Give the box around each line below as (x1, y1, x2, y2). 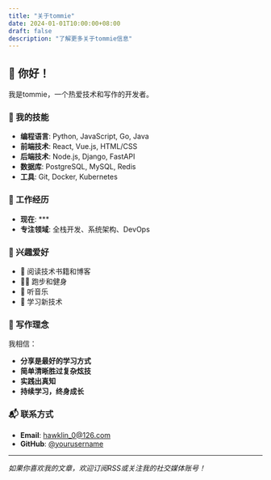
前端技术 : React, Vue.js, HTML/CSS (19, 142, 138, 151)
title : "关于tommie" (8, 11, 75, 20)
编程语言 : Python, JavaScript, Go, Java (19, 131, 149, 142)
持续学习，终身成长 (19, 386, 85, 397)
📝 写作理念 (8, 319, 50, 330)
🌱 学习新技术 (19, 296, 63, 306)
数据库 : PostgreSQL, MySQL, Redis (19, 162, 136, 172)
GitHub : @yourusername (19, 439, 104, 448)
